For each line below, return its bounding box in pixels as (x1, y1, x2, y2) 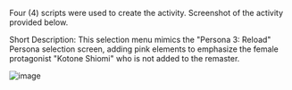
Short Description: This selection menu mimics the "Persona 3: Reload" (9, 35, 271, 45)
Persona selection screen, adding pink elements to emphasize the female (9, 44, 279, 54)
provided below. (9, 17, 69, 28)
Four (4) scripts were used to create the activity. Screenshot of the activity (9, 8, 284, 18)
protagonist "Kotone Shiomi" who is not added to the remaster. (9, 53, 240, 63)
